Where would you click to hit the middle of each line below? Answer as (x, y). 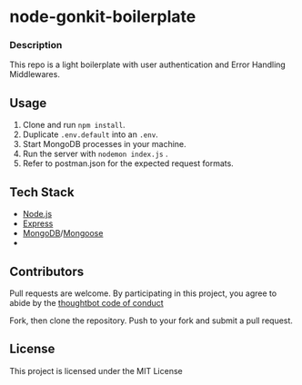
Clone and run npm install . (74, 125)
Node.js (37, 214)
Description (36, 45)
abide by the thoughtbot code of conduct (86, 302)
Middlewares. (35, 74)
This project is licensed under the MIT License (96, 370)
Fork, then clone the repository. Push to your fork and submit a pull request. (151, 321)
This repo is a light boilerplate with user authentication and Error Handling (148, 64)
